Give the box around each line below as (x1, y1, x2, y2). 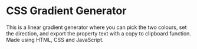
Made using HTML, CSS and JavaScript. (6, 36, 104, 43)
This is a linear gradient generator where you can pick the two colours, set (6, 24, 187, 31)
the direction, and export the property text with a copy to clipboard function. (6, 30, 192, 37)
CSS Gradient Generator (6, 4, 127, 18)
